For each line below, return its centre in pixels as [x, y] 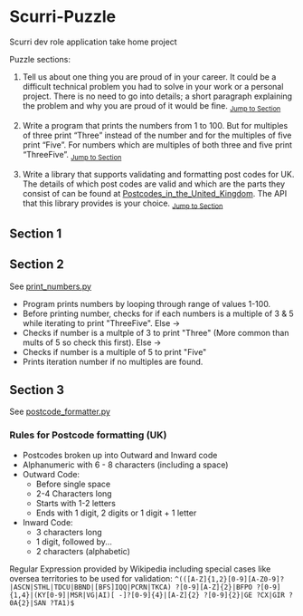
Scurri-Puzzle [62, 17]
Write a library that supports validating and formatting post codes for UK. [158, 174]
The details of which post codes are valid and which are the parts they [154, 184]
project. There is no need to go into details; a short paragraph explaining [157, 96]
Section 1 [35, 233]
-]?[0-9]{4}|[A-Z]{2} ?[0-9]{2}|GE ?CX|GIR [202, 595]
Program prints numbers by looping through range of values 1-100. [147, 303]
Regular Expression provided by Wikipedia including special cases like [140, 569]
